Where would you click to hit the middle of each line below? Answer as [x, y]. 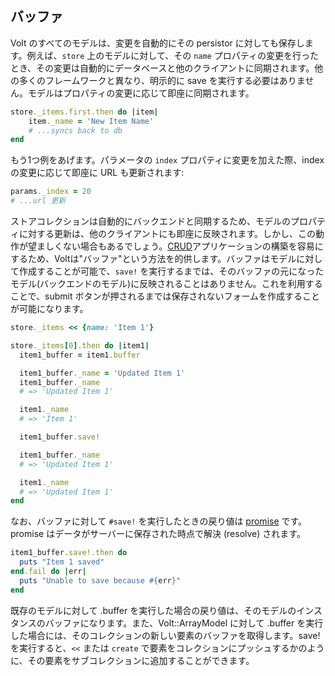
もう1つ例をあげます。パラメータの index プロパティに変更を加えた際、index [167, 160]
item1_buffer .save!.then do [69, 553]
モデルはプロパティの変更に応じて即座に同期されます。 [141, 93]
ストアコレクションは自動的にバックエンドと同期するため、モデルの [150, 221]
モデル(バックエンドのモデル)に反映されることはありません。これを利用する [166, 284]
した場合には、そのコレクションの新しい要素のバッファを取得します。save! [165, 635]
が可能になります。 [49, 309]
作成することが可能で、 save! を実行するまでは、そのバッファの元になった [171, 271]
